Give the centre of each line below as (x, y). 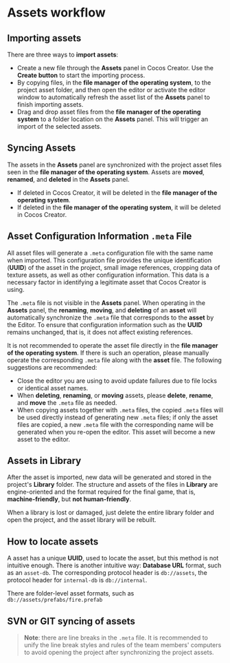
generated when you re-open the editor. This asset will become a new (116, 432)
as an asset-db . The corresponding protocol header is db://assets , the (107, 573)
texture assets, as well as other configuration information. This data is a (108, 275)
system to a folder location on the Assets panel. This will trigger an (113, 119)
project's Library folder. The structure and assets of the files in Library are (113, 485)
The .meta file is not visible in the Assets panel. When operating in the (106, 303)
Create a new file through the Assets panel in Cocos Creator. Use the (115, 68)
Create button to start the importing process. (81, 75)
